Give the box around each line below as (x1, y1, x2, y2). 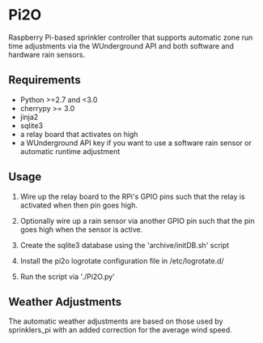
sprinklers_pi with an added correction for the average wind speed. (8, 325, 232, 335)
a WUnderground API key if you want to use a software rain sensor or (19, 138, 252, 148)
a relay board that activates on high (19, 129, 138, 139)
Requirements (8, 73, 81, 87)
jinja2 (19, 112, 39, 122)
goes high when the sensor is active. (19, 225, 143, 234)
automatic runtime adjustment (19, 146, 121, 156)
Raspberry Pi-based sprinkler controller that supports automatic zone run (8, 32, 253, 42)
